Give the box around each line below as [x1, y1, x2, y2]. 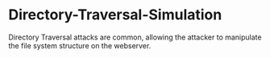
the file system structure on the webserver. [8, 40, 152, 50]
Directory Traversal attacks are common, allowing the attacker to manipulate [8, 32, 262, 42]
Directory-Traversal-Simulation [8, 6, 222, 24]
